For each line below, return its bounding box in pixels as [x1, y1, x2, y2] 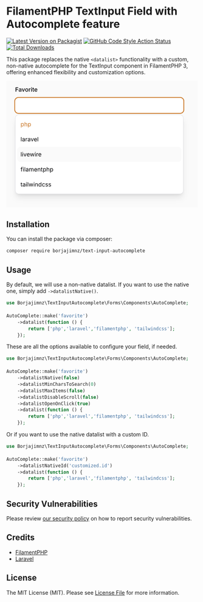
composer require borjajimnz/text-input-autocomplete [6, 248, 146, 254]
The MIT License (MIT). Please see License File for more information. [6, 589, 179, 596]
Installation [6, 219, 50, 229]
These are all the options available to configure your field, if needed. [6, 343, 177, 351]
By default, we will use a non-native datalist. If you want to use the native [6, 281, 190, 289]
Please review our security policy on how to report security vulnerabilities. [6, 514, 192, 522]
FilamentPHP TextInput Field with [6, 4, 178, 18]
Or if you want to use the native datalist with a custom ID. [6, 431, 150, 438]
